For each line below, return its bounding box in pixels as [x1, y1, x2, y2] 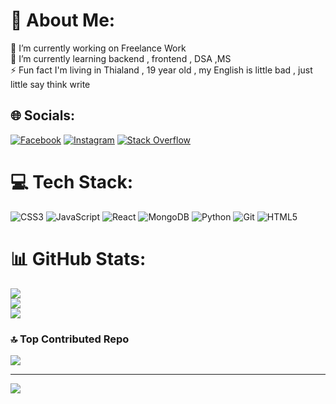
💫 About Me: [10, 9, 116, 32]
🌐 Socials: [10, 107, 76, 124]
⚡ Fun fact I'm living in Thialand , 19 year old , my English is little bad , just [10, 64, 313, 76]
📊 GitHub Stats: [10, 247, 147, 270]
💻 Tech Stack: [10, 170, 134, 193]
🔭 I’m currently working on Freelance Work [10, 42, 187, 54]
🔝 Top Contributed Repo [10, 332, 130, 346]
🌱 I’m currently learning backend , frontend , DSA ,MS [10, 52, 232, 64]
